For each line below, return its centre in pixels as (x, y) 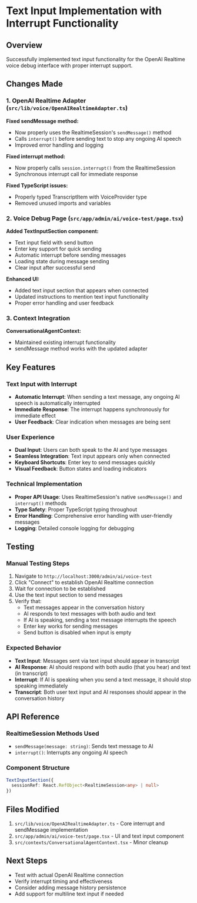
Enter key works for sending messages (71, 626)
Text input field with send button (54, 242)
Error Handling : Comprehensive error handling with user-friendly (93, 515)
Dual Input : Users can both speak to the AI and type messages (91, 450)
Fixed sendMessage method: (42, 121)
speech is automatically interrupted (57, 403)
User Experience (30, 437)
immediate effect (35, 415)
